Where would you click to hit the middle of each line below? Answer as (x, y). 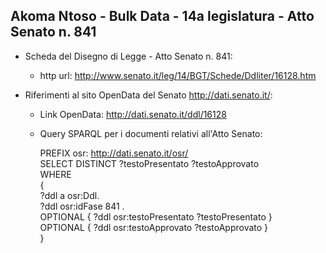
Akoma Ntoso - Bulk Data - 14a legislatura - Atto (162, 16)
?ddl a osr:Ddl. (69, 195)
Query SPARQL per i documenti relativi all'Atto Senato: (151, 133)
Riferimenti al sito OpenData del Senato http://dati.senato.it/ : (148, 95)
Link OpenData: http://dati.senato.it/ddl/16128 (133, 114)
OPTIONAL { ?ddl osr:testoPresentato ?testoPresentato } (156, 216)
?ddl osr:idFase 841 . (82, 206)
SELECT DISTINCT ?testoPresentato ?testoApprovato (149, 163)
